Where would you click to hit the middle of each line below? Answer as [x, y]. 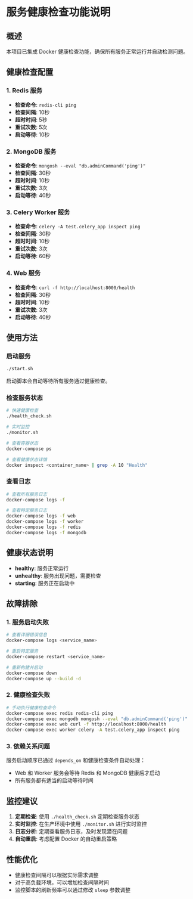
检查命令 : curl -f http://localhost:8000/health [75, 287]
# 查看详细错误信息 [27, 635]
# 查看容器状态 [22, 443]
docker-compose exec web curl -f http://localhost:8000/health [86, 724]
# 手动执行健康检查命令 [31, 708]
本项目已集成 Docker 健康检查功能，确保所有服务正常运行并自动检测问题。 [97, 52]
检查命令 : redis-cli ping [46, 104]
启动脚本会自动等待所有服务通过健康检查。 [58, 381]
